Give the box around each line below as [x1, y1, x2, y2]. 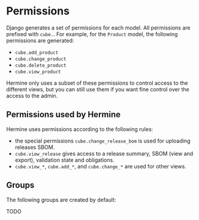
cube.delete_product [14, 62, 67, 69]
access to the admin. [6, 92, 58, 99]
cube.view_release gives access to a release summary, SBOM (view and [14, 150, 194, 157]
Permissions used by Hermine [6, 109, 121, 120]
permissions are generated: [6, 37, 74, 44]
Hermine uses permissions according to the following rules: [6, 125, 153, 133]
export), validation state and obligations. [14, 156, 115, 163]
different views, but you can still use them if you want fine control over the [6, 85, 190, 93]
